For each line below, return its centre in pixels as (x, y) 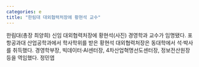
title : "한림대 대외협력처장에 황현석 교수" (54, 17)
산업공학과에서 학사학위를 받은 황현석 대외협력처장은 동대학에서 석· (105, 42)
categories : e (24, 12)
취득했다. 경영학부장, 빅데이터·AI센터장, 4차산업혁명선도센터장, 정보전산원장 (101, 50)
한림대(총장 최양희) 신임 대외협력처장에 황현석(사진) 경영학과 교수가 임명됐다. (96, 35)
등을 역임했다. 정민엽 (30, 57)
